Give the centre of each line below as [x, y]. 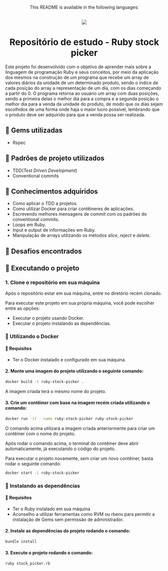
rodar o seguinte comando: [33, 464]
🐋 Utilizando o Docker [32, 336]
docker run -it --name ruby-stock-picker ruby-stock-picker [69, 419]
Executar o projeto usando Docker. [48, 318]
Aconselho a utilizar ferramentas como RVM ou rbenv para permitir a [83, 514]
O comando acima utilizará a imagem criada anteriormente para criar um [80, 428]
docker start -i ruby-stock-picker [42, 473]
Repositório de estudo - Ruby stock [84, 42]
